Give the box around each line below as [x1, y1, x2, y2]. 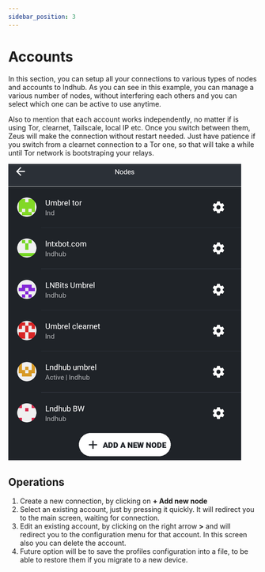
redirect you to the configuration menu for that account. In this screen [19, 530, 248, 540]
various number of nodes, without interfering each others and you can [8, 91, 237, 100]
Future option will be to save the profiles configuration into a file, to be [19, 547, 249, 556]
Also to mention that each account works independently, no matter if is [8, 115, 239, 124]
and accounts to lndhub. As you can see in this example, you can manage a [8, 82, 255, 92]
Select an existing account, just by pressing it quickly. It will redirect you [19, 505, 255, 514]
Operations [8, 475, 65, 489]
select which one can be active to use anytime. [8, 99, 162, 108]
